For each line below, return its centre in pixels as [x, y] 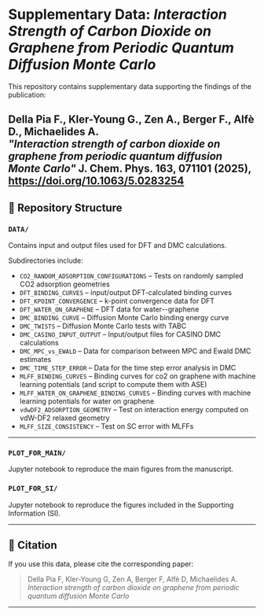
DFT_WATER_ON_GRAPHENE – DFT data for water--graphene [109, 309]
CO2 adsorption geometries [64, 284]
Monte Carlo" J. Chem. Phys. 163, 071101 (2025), [130, 169]
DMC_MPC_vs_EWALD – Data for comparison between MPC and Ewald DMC [135, 351]
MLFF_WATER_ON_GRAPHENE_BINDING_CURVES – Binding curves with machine [135, 393]
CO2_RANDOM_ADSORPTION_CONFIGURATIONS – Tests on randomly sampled [131, 276]
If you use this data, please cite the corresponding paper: [101, 564]
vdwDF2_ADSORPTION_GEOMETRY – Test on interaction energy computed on [134, 410]
